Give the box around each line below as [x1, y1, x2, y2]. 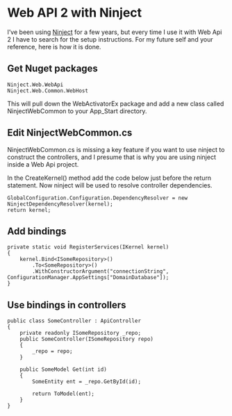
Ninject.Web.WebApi [7, 81, 64, 88]
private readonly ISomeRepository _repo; [19, 330, 141, 337]
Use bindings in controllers [7, 299, 126, 310]
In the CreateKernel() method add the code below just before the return [7, 174, 212, 182]
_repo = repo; [32, 348, 73, 355]
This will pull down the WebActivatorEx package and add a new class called [7, 99, 224, 108]
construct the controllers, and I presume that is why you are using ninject [7, 153, 217, 161]
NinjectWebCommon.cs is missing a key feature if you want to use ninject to [7, 145, 225, 153]
